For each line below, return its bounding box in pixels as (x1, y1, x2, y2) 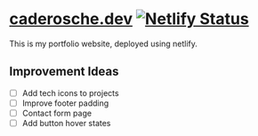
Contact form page (21, 108, 92, 118)
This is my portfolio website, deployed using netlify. (9, 38, 198, 49)
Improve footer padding (21, 98, 109, 108)
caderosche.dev (9, 9, 133, 29)
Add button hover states (21, 117, 111, 128)
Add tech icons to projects (21, 87, 119, 98)
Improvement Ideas (9, 64, 119, 79)
